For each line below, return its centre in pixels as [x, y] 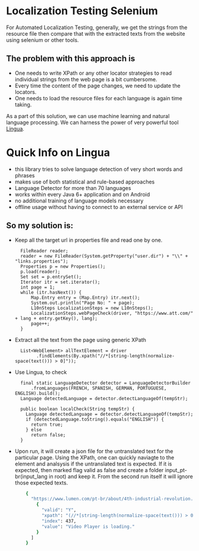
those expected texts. [41, 483]
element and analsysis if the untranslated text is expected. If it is [93, 464]
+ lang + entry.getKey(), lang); [56, 318]
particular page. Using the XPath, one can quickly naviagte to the [94, 457]
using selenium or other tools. [42, 40]
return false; [48, 435]
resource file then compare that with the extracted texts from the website [96, 33]
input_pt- [176, 470]
